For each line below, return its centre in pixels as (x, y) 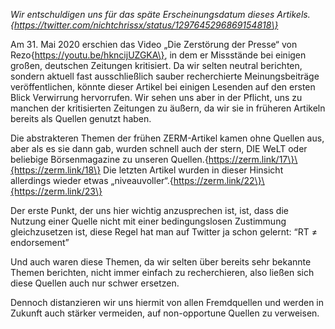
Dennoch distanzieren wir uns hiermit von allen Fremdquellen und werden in (167, 302)
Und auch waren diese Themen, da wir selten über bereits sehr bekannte (161, 262)
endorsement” (40, 242)
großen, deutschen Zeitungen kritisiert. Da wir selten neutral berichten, (156, 65)
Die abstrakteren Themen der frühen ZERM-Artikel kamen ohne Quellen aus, (167, 138)
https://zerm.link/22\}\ (219, 180)
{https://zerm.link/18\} (56, 170)
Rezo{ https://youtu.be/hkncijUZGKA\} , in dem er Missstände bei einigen (158, 55)
